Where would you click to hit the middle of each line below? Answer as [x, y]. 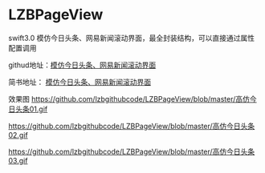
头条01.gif [31, 109]
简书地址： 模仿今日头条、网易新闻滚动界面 [79, 82]
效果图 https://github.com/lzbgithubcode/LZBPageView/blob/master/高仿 [129, 99]
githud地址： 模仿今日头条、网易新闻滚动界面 [82, 65]
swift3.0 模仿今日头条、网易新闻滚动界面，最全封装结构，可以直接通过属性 [132, 38]
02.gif [18, 135]
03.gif [18, 160]
